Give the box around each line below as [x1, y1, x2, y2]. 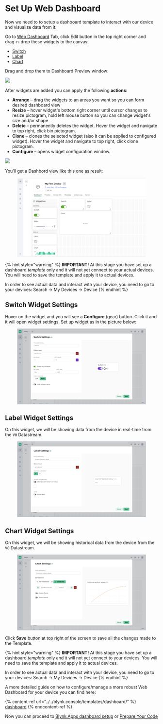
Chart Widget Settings [5, 526, 74, 535]
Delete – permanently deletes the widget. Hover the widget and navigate [12, 123, 158, 128]
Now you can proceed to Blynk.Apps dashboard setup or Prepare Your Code [5, 713, 158, 719]
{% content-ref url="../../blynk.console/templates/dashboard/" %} [5, 699, 137, 705]
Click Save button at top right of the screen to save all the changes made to [5, 635, 156, 641]
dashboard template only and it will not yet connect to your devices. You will [5, 655, 158, 661]
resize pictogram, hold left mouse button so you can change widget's [12, 112, 151, 118]
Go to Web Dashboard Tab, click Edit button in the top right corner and [5, 34, 146, 39]
